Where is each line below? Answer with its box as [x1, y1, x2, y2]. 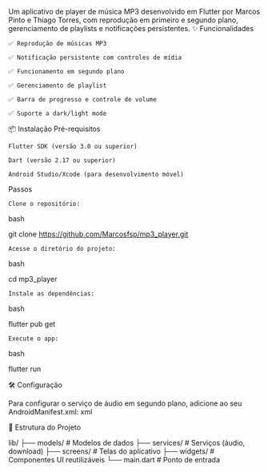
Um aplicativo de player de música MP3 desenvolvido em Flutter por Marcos [8, 7, 261, 16]
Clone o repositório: [8, 200, 81, 208]
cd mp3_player [8, 275, 58, 284]
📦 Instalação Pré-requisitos [8, 124, 101, 133]
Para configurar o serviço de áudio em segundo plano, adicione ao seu [8, 399, 242, 408]
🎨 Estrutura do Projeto [8, 422, 82, 432]
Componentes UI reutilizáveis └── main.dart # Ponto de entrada [8, 455, 221, 464]
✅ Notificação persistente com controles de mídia [8, 54, 182, 61]
